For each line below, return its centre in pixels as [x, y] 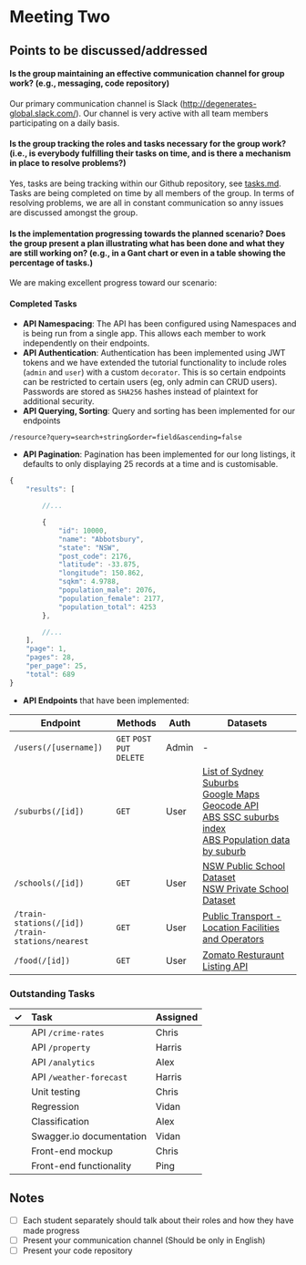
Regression [56, 1106]
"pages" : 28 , [51, 658]
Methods [137, 722]
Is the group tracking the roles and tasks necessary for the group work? [148, 144]
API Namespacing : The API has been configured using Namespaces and [159, 324]
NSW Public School [243, 866]
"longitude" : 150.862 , [101, 573]
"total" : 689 [51, 674]
